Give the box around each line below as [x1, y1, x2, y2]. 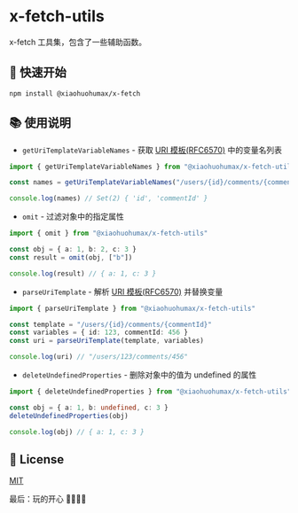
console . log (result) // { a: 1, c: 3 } [9, 268, 157, 278]
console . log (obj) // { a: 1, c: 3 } [9, 427, 145, 436]
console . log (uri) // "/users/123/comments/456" [9, 353, 189, 361]
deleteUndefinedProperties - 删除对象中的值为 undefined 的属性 [21, 369, 257, 380]
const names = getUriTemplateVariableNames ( [9, 178, 176, 187]
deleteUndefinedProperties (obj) [9, 411, 129, 420]
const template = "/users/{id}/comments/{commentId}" [9, 320, 213, 329]
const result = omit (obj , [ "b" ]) [9, 253, 133, 262]
